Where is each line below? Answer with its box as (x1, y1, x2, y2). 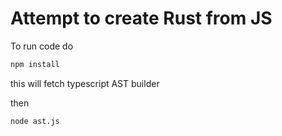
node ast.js (10, 116, 60, 126)
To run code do (10, 40, 74, 52)
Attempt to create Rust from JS (10, 7, 273, 30)
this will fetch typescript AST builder (10, 77, 160, 89)
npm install (10, 59, 60, 69)
